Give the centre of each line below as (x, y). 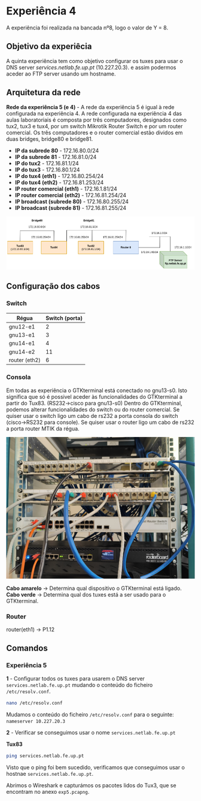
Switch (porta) (64, 318)
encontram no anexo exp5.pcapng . (48, 791)
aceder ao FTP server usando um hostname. (61, 74)
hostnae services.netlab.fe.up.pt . (50, 773)
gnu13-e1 (22, 335)
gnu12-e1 (22, 326)
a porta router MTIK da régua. (43, 428)
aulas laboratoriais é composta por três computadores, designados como (97, 120)
